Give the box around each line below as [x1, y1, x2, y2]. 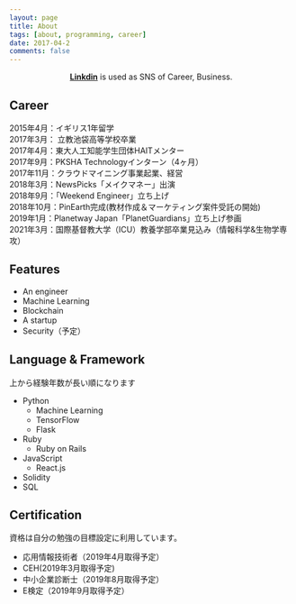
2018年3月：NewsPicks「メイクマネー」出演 [9, 178, 175, 189]
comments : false [9, 47, 70, 56]
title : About [9, 22, 58, 31]
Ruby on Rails [35, 443, 87, 453]
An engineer [22, 286, 68, 297]
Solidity [22, 471, 51, 482]
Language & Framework [9, 352, 146, 368]
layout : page [9, 13, 58, 23]
